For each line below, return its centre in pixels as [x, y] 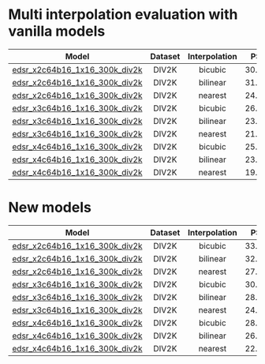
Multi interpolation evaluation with [123, 15]
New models [50, 208]
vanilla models [57, 31]
